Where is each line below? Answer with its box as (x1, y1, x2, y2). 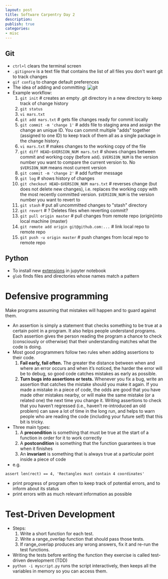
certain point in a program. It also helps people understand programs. (12, 328, 156, 334)
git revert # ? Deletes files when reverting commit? (20, 207, 128, 213)
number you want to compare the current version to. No (20, 159, 135, 165)
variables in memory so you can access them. (12, 568, 108, 574)
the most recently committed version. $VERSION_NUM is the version (20, 191, 154, 197)
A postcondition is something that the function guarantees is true (20, 440, 156, 446)
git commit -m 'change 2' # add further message (20, 170, 123, 176)
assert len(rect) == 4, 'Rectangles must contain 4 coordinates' (5, 471, 144, 476)
